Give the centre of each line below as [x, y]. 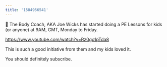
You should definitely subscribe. [39, 59]
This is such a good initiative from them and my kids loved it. [68, 49]
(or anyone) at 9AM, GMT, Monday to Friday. [52, 29]
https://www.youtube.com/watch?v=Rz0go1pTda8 [57, 39]
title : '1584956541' [27, 10]
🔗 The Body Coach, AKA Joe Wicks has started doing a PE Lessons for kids [84, 24]
